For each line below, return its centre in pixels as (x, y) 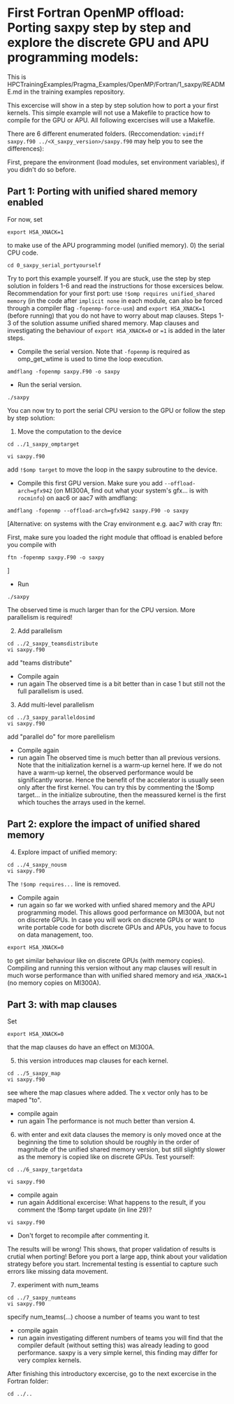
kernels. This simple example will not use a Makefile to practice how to (109, 113)
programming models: (73, 58)
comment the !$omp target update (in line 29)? (85, 1210)
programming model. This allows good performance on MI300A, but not (121, 912)
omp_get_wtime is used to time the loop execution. (90, 359)
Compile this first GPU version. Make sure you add (90, 483)
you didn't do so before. (42, 169)
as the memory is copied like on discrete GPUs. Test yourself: (106, 1157)
